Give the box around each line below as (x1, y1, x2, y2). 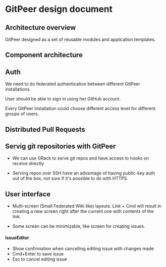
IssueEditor (5, 235, 30, 241)
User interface (5, 190, 51, 198)
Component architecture (5, 51, 83, 59)
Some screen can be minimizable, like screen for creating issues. (12, 223, 145, 229)
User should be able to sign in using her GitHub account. (5, 96, 121, 102)
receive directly (12, 161, 45, 167)
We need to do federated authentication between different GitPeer (5, 81, 140, 87)
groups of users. (5, 111, 39, 117)
